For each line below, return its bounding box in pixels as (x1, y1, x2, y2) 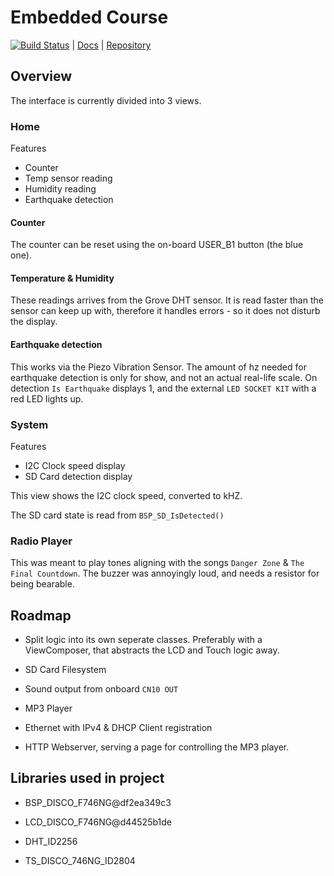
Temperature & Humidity (10, 272, 115, 284)
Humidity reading (24, 183, 97, 195)
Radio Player (10, 534, 73, 548)
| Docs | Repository (71, 39, 152, 51)
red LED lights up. (10, 392, 84, 405)
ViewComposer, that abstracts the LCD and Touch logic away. (24, 644, 280, 656)
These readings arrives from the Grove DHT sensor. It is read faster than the (10, 294, 324, 306)
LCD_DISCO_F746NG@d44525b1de (24, 816, 172, 828)
